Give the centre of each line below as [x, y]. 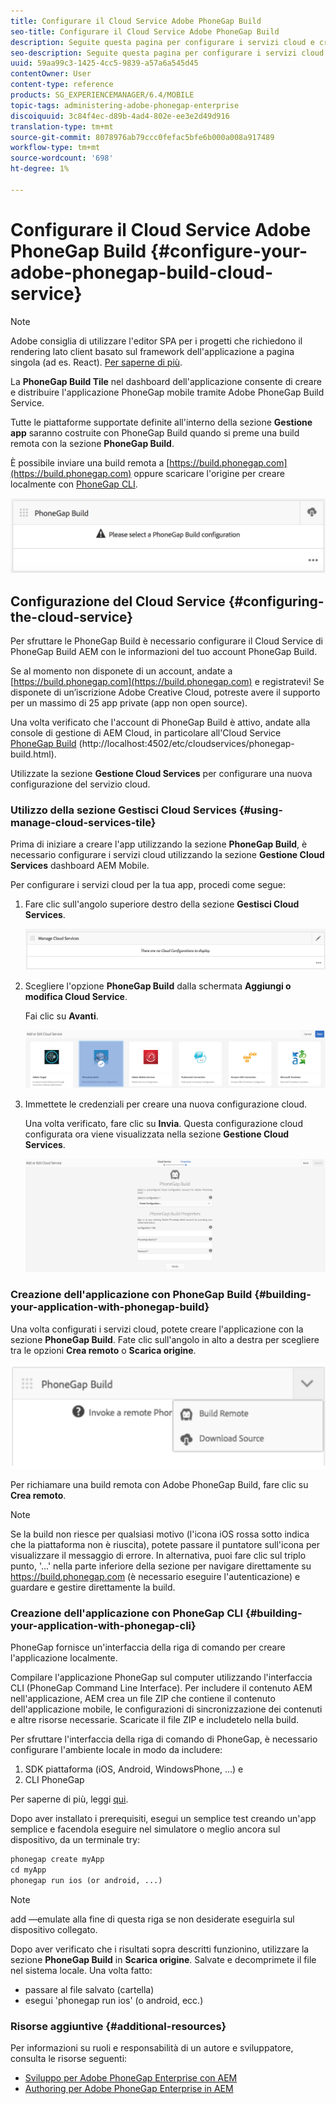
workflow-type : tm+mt [55, 148]
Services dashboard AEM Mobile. [80, 866]
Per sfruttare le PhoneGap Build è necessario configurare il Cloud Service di [166, 641]
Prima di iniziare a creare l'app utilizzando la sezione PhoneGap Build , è [159, 844]
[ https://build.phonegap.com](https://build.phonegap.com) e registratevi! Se [167, 682]
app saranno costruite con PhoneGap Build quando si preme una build [155, 432]
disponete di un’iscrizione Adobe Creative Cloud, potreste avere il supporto [165, 692]
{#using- [261, 810]
